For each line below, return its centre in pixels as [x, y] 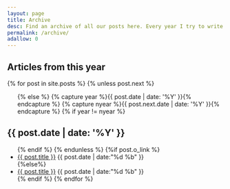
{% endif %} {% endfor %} [55, 179]
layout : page [26, 13]
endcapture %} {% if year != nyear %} [71, 111]
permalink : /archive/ [38, 33]
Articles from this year [56, 67]
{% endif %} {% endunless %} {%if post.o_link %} [88, 149]
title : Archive [29, 20]
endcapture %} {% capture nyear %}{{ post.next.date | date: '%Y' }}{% [118, 104]
